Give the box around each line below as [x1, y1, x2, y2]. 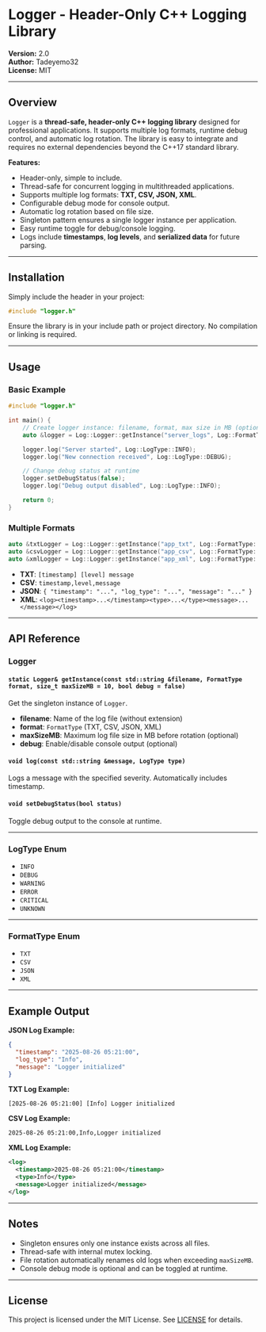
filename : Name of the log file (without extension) [19, 714, 184, 723]
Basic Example [8, 384, 66, 395]
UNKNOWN [19, 905, 45, 913]
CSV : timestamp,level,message [19, 577, 121, 588]
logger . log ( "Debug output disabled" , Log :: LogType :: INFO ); [22, 482, 222, 490]
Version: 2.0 [8, 48, 50, 58]
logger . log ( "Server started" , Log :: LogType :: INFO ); [22, 446, 196, 454]
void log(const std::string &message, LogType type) [8, 757, 186, 765]
